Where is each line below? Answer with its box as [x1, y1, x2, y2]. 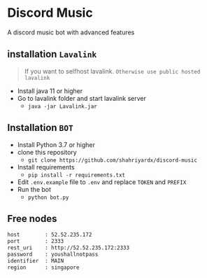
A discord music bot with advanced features [7, 28, 135, 36]
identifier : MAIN [7, 257, 64, 264]
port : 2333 [7, 238, 64, 245]
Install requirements [17, 162, 75, 171]
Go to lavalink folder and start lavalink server [17, 94, 147, 102]
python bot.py [27, 194, 69, 201]
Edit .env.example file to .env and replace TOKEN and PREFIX [17, 177, 187, 186]
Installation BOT [7, 122, 73, 134]
